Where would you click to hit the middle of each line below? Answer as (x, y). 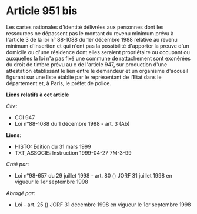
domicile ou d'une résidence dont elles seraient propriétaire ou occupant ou (98, 52)
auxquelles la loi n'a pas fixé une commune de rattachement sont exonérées (98, 58)
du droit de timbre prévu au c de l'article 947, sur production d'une (87, 64)
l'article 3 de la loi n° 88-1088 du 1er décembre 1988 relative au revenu (92, 39)
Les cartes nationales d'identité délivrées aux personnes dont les (85, 27)
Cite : (12, 106)
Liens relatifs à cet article (38, 95)
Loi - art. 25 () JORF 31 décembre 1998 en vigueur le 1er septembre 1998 (103, 205)
